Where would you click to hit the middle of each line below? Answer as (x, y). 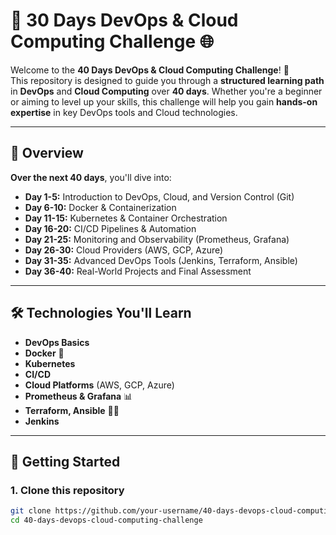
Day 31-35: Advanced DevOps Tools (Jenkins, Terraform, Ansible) (161, 260)
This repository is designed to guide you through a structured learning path (167, 80)
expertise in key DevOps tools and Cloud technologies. (124, 112)
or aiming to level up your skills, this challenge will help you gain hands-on (164, 101)
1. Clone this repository (67, 490)
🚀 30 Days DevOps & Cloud (124, 20)
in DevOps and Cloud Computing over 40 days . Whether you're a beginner (166, 91)
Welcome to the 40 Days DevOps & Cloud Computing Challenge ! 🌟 (150, 70)
